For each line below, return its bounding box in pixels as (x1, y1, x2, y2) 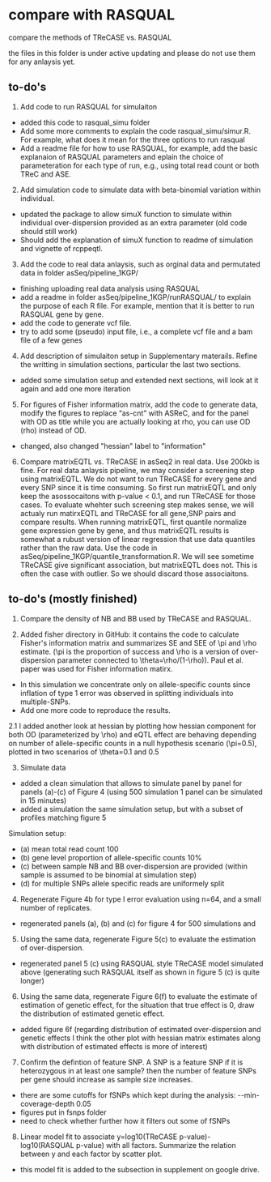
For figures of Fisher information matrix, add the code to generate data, (19, 399, 258, 409)
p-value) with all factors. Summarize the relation (75, 1140, 236, 1150)
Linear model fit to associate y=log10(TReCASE (19, 1132, 178, 1141)
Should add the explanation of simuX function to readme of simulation (19, 235, 253, 245)
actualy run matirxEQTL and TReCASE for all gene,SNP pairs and (19, 508, 236, 518)
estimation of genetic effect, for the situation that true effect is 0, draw (19, 1000, 255, 1009)
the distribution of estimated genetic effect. (19, 1009, 165, 1018)
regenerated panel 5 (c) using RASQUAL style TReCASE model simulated (19, 958, 264, 968)
